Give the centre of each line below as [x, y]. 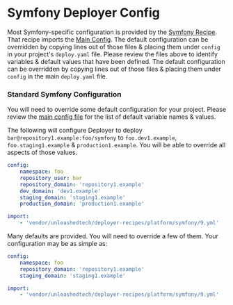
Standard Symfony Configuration [64, 94]
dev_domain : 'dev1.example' [60, 191]
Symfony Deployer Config [83, 13]
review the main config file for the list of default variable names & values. [112, 117]
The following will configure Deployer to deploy [75, 131]
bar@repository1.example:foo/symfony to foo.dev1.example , [92, 138]
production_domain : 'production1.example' [82, 204]
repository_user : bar [51, 178]
